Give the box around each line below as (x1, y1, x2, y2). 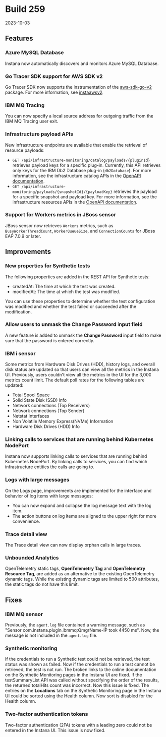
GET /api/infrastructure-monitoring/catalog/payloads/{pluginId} (12, 158, 150, 163)
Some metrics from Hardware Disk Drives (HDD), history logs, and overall (5, 361, 155, 368)
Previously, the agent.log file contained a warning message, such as (5, 621, 145, 628)
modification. (5, 308, 32, 314)
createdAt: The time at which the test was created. (12, 283, 116, 289)
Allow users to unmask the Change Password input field (5, 321, 143, 328)
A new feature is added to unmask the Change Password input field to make (5, 332, 162, 338)
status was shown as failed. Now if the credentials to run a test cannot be (5, 661, 155, 668)
